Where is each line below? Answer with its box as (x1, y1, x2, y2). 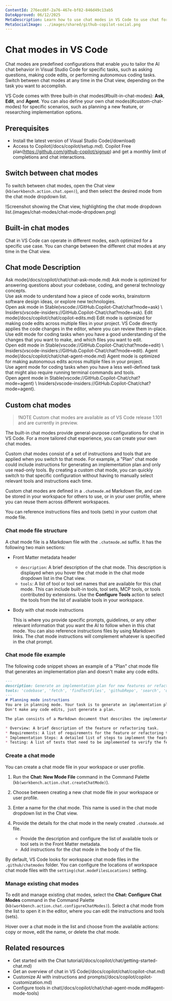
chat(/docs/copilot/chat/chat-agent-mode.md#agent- (51, 985, 165, 991)
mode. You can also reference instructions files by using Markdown (12, 628, 155, 634)
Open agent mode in (5, 375, 49, 381)
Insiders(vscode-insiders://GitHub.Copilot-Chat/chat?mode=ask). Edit (5, 309, 153, 316)
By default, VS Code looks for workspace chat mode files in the (5, 856, 139, 862)
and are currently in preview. (17, 420, 78, 426)
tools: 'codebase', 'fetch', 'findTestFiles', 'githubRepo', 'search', (5, 688, 161, 693)
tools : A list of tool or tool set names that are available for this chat (20, 580, 161, 587)
